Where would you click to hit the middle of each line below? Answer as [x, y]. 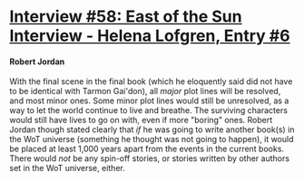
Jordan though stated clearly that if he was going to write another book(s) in [152, 129]
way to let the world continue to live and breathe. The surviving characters [149, 110]
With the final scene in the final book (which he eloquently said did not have [151, 81]
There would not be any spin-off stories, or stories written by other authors [150, 158]
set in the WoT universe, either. [67, 168]
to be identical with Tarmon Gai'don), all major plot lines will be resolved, [145, 91]
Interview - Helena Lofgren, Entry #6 [150, 36]
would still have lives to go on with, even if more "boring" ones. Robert [141, 120]
